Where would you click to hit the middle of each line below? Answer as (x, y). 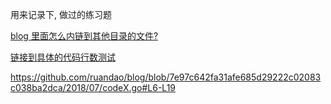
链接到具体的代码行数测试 (63, 57)
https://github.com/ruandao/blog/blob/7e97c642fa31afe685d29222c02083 (166, 77)
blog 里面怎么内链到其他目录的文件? (84, 36)
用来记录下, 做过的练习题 (61, 14)
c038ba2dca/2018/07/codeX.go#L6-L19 (93, 87)
